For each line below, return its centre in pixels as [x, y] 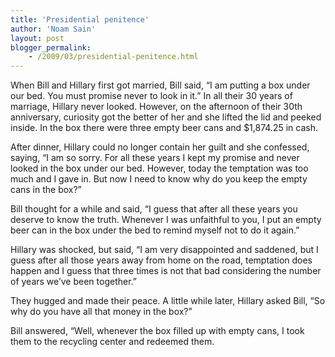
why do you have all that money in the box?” [101, 312]
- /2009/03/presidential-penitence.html [113, 57]
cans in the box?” [46, 190]
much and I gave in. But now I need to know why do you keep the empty [159, 179]
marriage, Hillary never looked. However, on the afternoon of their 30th [156, 107]
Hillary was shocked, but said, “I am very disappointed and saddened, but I [164, 250]
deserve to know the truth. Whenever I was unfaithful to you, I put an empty [166, 220]
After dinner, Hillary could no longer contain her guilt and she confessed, [160, 147]
